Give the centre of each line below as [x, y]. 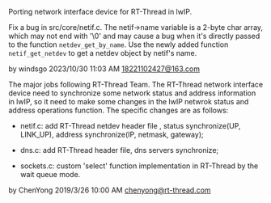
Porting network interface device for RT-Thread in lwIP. [100, 12]
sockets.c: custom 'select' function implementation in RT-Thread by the [139, 166]
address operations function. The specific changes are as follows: [119, 110]
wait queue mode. [50, 174]
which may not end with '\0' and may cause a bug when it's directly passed [134, 36]
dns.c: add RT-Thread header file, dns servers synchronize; [119, 150]
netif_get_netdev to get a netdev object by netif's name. [103, 53]
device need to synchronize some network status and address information [132, 93]
